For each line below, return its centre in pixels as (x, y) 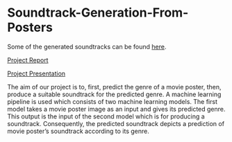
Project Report (28, 60)
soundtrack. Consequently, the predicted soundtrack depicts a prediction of (116, 123)
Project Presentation (36, 73)
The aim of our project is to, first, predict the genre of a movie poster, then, (114, 87)
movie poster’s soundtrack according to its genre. (78, 131)
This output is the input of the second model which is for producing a (106, 116)
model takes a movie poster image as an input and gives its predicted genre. (116, 109)
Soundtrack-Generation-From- (98, 13)
